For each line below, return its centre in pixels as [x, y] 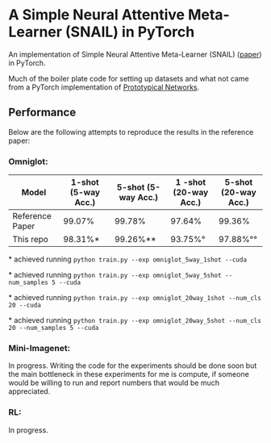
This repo [30, 240]
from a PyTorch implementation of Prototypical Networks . [104, 87]
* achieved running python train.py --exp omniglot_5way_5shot [115, 275]
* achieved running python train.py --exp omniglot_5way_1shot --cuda [128, 259]
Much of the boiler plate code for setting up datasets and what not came [129, 78]
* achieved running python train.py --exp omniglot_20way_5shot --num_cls [135, 320]
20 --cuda [25, 305]
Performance [42, 113]
